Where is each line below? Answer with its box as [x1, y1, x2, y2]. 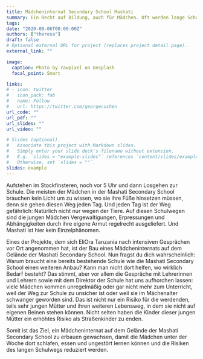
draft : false [6, 37, 39, 43]
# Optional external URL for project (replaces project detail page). [6, 43, 188, 49]
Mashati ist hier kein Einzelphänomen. [6, 226, 101, 234]
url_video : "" [6, 126, 42, 132]
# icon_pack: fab [6, 92, 56, 98]
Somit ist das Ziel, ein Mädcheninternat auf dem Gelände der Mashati [6, 326, 179, 334]
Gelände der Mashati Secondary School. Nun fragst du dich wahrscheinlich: [6, 251, 195, 258]
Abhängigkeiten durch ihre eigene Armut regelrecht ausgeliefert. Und [6, 220, 179, 227]
